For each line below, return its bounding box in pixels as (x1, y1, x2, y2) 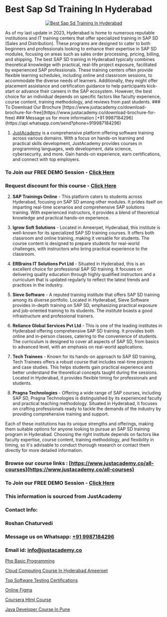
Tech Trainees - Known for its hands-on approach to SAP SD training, (12, 353, 157, 359)
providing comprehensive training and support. (12, 411, 109, 417)
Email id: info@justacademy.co (5, 546, 82, 553)
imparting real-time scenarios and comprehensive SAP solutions (12, 204, 145, 210)
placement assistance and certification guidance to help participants (5, 82, 146, 88)
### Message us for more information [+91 (16, 114, 105, 120)
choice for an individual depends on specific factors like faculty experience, (5, 93, 161, 99)
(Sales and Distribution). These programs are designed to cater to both (5, 40, 151, 46)
